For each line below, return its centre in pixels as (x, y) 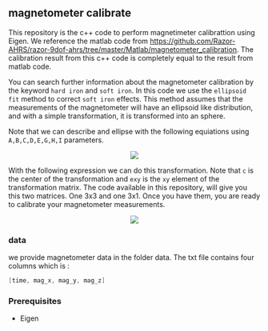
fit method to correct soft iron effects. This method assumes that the (126, 98)
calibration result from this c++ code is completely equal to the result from (131, 58)
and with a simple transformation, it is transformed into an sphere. (117, 116)
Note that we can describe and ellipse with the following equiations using (129, 131)
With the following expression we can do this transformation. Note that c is (131, 170)
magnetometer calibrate (70, 13)
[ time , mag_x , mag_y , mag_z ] (57, 281)
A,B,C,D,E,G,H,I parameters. (56, 140)
